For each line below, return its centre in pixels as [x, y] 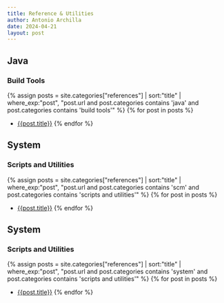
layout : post [26, 33]
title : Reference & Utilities [51, 13]
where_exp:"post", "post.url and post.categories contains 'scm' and [103, 187]
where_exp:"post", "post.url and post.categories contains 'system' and [108, 272]
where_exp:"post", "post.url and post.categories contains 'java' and [103, 102]
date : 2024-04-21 [32, 26]
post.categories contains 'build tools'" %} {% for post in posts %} [101, 110]
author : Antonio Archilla [44, 20]
